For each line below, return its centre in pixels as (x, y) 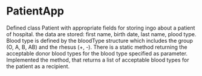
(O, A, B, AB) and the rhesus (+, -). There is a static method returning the (97, 47)
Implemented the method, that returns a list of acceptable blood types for (98, 60)
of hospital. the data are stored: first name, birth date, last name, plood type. (101, 34)
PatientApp (35, 11)
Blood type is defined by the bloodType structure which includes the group (100, 40)
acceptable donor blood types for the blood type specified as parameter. (97, 53)
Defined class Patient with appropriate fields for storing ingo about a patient (101, 28)
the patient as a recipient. (38, 66)
